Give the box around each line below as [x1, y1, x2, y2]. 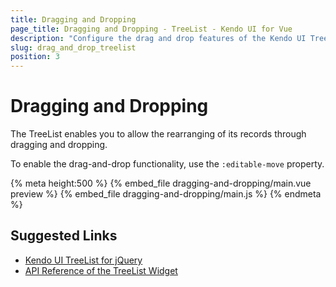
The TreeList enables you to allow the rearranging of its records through [10, 128, 307, 140]
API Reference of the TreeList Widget [24, 264, 178, 276]
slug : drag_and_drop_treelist [10, 42, 137, 53]
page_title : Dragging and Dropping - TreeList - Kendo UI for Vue [10, 24, 293, 34]
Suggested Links [10, 227, 118, 245]
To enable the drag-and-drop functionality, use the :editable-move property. [10, 158, 325, 170]
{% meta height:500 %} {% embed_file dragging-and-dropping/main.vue [10, 177, 312, 190]
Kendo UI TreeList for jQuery [24, 254, 143, 266]
